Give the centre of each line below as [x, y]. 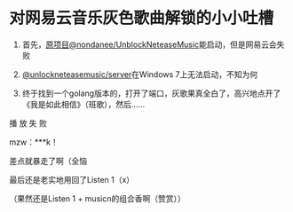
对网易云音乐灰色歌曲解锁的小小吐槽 [142, 18]
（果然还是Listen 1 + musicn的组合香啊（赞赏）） [97, 198]
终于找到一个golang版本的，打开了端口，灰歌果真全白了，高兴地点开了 [151, 93]
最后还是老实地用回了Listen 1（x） [72, 179]
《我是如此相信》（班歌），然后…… [83, 104]
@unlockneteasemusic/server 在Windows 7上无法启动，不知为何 [140, 74]
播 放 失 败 [28, 123]
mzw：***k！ [34, 142]
